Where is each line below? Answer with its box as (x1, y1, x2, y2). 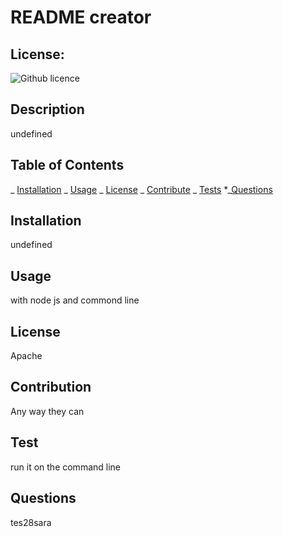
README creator (10, 6, 152, 29)
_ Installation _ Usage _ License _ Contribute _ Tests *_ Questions (10, 183, 273, 195)
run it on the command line (10, 461, 122, 473)
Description (10, 101, 85, 118)
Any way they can (10, 405, 85, 417)
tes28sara (10, 516, 52, 528)
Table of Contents (10, 157, 125, 174)
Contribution (10, 379, 92, 396)
